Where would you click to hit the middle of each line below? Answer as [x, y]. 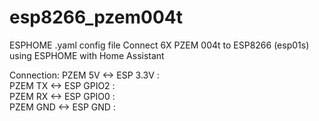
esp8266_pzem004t [96, 17]
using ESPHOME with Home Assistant [87, 55]
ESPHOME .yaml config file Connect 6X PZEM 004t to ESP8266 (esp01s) [159, 45]
